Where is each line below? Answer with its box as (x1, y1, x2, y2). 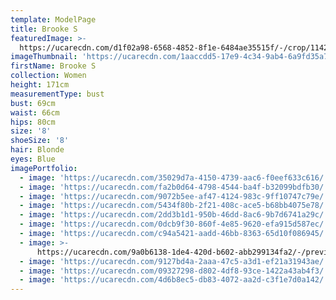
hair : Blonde (10, 145, 65, 155)
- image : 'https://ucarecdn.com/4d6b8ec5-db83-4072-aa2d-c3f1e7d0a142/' (19, 275, 329, 285)
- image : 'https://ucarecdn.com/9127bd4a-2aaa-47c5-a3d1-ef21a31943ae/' (19, 256, 329, 266)
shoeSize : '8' (10, 136, 70, 146)
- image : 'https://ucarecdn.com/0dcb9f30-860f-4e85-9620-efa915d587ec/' (19, 219, 329, 230)
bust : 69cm (10, 98, 56, 108)
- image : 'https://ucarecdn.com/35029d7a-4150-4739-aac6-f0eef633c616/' (19, 172, 329, 183)
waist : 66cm (10, 107, 60, 118)
